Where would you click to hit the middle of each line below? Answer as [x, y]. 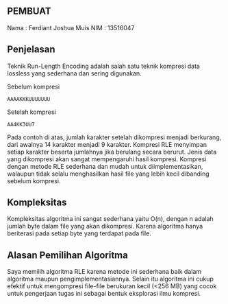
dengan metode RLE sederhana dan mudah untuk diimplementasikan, [105, 166]
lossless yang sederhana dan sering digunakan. [74, 73]
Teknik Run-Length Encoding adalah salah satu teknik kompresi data [104, 66]
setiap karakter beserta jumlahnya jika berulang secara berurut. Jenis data [112, 152]
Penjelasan [31, 50]
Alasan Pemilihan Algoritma [67, 255]
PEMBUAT [29, 11]
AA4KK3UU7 [21, 124]
